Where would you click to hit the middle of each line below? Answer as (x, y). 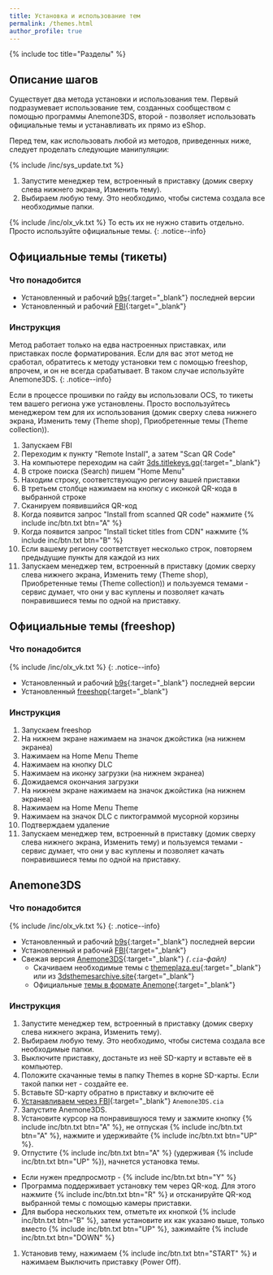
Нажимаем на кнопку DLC (67, 765)
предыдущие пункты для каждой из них (90, 558)
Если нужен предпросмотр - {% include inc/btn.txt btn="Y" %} (129, 1178)
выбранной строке (54, 497)
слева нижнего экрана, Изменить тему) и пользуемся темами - (132, 842)
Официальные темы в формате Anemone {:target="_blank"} (134, 984)
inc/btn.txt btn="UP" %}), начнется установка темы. (110, 1161)
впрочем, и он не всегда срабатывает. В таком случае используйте (127, 371)
